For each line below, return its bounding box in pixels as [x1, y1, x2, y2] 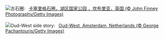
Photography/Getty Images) [5, 11, 64, 17]
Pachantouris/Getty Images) [5, 28, 65, 34]
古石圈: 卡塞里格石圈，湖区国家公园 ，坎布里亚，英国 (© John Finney [10, 6, 158, 11]
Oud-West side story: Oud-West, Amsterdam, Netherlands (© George [10, 23, 159, 28]
